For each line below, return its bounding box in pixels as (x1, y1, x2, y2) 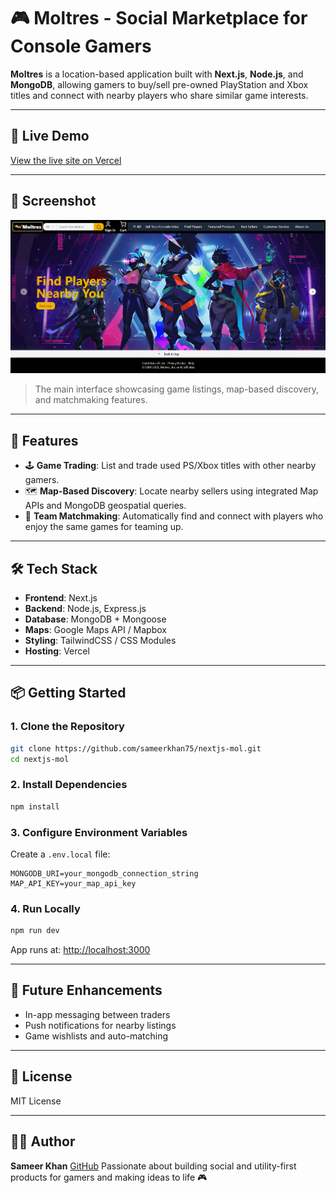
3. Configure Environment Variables (10, 825, 188, 839)
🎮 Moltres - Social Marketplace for (10, 7, 308, 30)
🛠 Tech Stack (10, 560, 98, 577)
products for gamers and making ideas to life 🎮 (10, 1171, 208, 1183)
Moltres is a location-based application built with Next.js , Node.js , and (10, 68, 304, 80)
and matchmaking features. (34, 394, 148, 406)
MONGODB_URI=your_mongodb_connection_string (10, 868, 199, 879)
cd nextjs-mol (10, 754, 70, 764)
